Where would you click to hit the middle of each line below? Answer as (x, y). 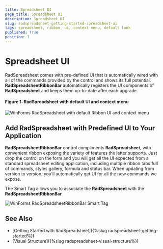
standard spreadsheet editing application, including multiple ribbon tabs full (81, 163)
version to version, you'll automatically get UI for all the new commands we (81, 174)
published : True (22, 32)
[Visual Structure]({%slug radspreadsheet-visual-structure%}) (75, 241)
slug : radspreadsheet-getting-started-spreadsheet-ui (61, 23)
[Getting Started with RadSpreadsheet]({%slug (59, 230)
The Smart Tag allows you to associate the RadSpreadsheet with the (75, 188)
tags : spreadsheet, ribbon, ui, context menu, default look (68, 28)
